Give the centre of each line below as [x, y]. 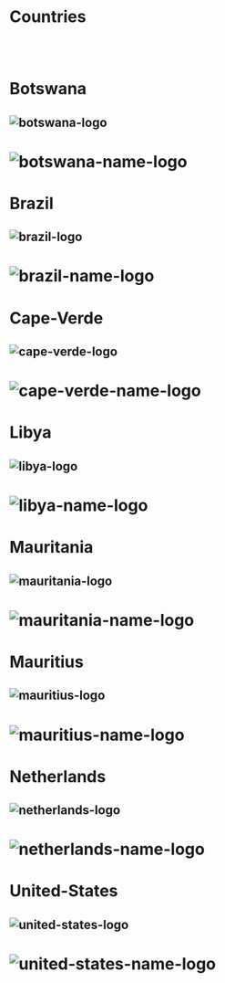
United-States [64, 891]
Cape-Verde [56, 318]
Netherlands [58, 776]
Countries [48, 17]
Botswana [48, 89]
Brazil [32, 203]
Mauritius [46, 662]
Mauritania [51, 548]
